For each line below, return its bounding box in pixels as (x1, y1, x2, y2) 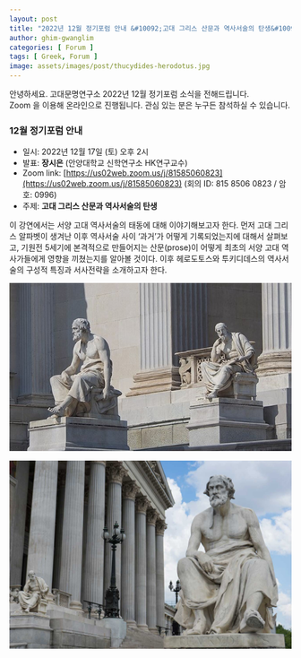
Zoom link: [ (21, 168, 67, 178)
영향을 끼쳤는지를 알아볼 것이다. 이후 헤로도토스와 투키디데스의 (47, 254, 266, 264)
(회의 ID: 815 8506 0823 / (184, 178, 278, 189)
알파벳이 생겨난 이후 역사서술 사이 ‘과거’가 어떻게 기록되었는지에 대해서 (18, 231, 264, 242)
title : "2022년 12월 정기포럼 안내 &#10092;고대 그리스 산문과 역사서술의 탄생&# (9, 23, 279, 33)
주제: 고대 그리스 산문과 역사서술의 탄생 (21, 201, 158, 212)
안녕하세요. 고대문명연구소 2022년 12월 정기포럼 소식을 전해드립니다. (9, 89, 250, 99)
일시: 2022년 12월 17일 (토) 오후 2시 (21, 146, 150, 157)
